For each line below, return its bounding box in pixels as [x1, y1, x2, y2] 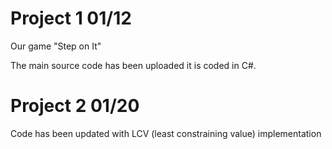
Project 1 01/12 [10, 7, 132, 30]
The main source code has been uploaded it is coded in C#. [10, 59, 257, 71]
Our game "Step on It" [10, 40, 102, 52]
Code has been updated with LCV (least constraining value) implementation [10, 127, 322, 139]
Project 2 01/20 [10, 95, 140, 117]
